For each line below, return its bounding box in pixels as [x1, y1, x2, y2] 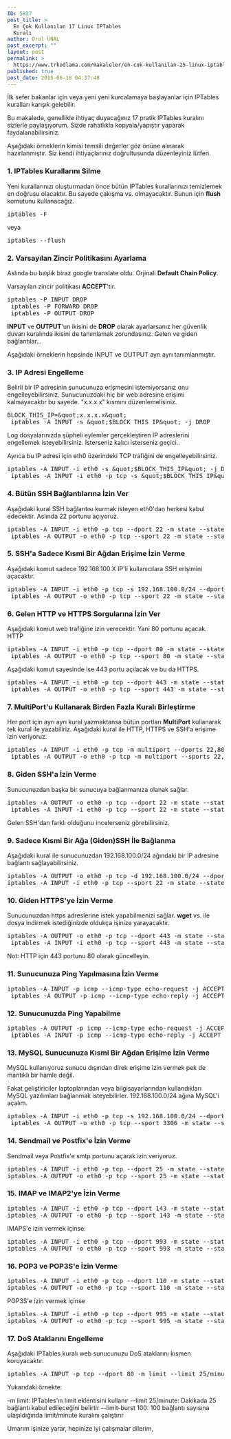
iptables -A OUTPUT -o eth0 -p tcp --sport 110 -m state [7, 1284, 203, 1292]
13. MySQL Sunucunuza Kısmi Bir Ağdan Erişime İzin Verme [7, 1048, 210, 1058]
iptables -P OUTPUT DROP [10, 309, 95, 317]
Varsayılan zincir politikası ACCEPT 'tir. [7, 282, 115, 290]
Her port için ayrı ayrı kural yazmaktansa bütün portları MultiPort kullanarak [7, 718, 221, 726]
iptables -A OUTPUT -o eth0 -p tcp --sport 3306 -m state [10, 1119, 211, 1127]
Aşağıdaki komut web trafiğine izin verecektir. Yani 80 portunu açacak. [7, 625, 208, 633]
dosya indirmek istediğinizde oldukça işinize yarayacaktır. [7, 919, 170, 927]
